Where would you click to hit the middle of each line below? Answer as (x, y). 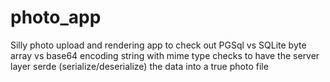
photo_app (56, 17)
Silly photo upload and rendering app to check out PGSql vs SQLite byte (158, 45)
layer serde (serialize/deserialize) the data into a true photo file (139, 66)
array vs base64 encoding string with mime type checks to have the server (165, 55)
